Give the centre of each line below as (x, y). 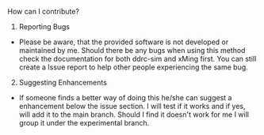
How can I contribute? (44, 11)
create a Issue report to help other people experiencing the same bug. (134, 67)
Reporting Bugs (44, 26)
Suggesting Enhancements (63, 82)
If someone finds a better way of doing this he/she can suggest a (125, 97)
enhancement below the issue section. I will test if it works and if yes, (132, 106)
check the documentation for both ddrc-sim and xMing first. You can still (138, 59)
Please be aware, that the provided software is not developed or (124, 42)
